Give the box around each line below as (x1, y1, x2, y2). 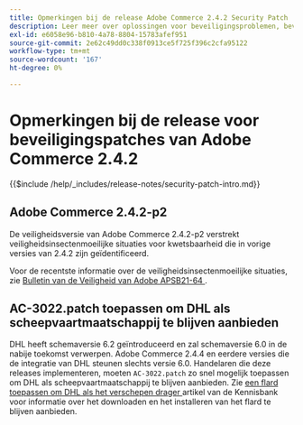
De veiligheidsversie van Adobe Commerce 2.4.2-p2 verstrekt (9, 228, 240, 239)
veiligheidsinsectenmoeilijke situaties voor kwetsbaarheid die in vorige (9, 238, 271, 249)
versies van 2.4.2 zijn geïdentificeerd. (9, 247, 150, 258)
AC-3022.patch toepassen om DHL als (9, 301, 231, 317)
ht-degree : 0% (9, 64, 63, 73)
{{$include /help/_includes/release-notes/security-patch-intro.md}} (9, 178, 261, 189)
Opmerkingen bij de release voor (9, 110, 260, 131)
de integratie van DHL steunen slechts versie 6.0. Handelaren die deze (9, 358, 271, 369)
